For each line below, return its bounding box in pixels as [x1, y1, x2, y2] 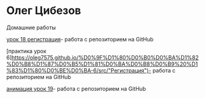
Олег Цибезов [6, 4, 81, 18]
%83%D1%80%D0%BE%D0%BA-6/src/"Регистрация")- [6, 66, 152, 74]
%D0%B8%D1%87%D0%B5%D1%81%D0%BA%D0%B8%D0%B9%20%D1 [6, 60, 198, 68]
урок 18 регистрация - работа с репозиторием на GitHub [6, 35, 154, 43]
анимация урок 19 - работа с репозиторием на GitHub [6, 85, 146, 92]
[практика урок [6, 47, 47, 55]
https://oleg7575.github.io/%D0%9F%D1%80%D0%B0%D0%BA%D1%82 [11, 54, 199, 61]
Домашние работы [6, 24, 56, 31]
